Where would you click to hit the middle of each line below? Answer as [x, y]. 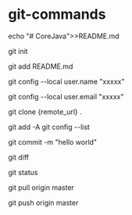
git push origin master [43, 202]
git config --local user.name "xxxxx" [66, 81]
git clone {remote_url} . [45, 112]
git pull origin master [41, 187]
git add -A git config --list [49, 127]
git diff [19, 157]
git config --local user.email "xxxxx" [66, 96]
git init [18, 51]
